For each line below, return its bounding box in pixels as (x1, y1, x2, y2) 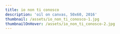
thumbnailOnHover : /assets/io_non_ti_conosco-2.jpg (5, 21, 115, 26)
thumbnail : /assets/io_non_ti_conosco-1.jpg (5, 16, 99, 21)
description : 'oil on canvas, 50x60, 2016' (5, 12, 97, 17)
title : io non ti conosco (5, 7, 59, 12)
